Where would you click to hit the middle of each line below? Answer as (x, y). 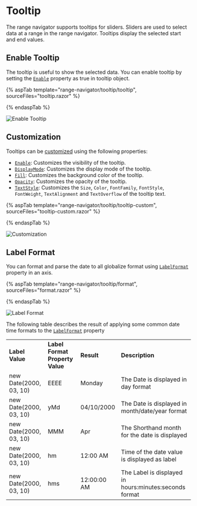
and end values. (26, 39)
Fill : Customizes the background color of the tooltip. (79, 175)
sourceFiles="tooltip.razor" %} (43, 96)
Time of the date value (152, 452)
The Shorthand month (151, 428)
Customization (34, 137)
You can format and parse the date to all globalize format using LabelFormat (97, 266)
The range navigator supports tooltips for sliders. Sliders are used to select (97, 27)
